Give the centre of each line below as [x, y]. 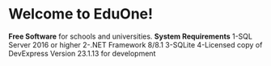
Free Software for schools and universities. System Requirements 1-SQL [131, 36]
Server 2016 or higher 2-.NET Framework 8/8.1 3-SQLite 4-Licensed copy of [135, 44]
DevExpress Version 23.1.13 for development [82, 53]
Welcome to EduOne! [81, 14]
